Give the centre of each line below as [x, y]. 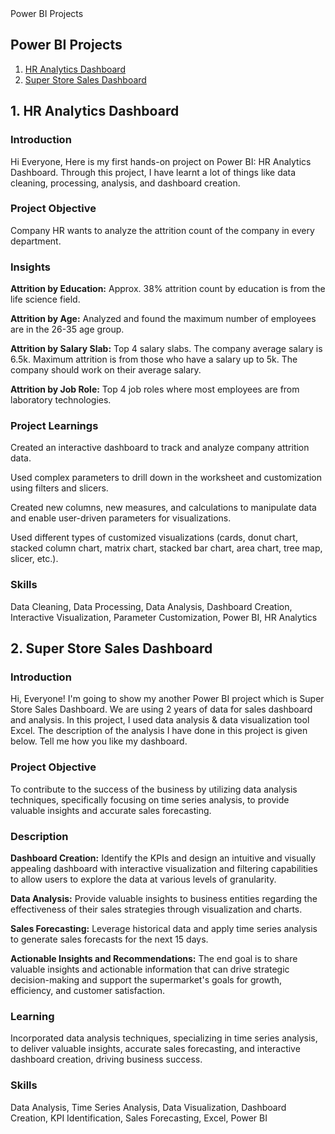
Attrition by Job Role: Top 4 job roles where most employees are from [155, 389]
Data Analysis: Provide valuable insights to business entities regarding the [164, 898]
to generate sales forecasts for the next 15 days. [109, 939]
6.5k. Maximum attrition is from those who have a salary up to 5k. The [154, 359]
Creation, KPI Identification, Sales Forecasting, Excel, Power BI [139, 1118]
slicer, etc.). [34, 559]
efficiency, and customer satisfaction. [88, 990]
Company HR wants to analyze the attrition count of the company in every [162, 230]
